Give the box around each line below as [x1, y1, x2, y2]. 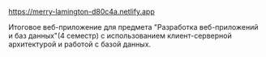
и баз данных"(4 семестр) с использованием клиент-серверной [8, 31, 233, 40]
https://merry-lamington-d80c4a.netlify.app [8, 7, 156, 16]
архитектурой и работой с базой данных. [8, 39, 152, 49]
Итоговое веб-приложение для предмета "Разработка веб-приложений [8, 22, 259, 31]
